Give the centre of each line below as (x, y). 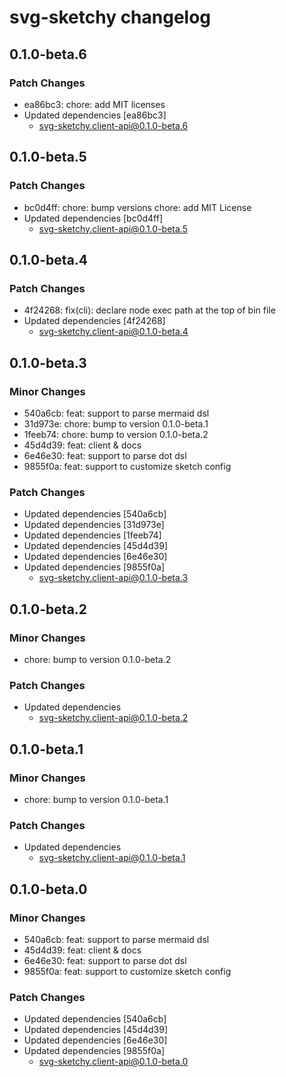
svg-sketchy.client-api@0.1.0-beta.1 (112, 858)
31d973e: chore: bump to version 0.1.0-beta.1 (116, 423)
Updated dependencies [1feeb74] (92, 535)
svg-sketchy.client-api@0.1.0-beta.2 (113, 718)
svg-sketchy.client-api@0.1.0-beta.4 (113, 332)
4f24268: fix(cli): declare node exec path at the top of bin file (149, 310)
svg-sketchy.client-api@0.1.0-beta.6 (113, 125)
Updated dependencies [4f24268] (94, 321)
